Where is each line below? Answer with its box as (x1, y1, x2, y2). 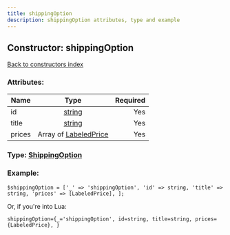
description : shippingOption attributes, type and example (7, 17, 180, 23)
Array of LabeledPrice (37, 129, 109, 139)
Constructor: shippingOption (7, 42, 134, 54)
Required (114, 95, 146, 105)
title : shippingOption (7, 10, 72, 17)
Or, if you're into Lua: (7, 202, 67, 210)
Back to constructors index (7, 60, 84, 69)
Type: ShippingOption (7, 150, 83, 159)
